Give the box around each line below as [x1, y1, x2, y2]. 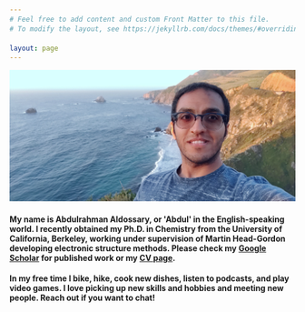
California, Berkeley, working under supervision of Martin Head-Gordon [9, 233, 286, 244]
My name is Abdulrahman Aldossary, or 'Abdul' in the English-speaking [9, 214, 285, 225]
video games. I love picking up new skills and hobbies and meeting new [9, 283, 284, 294]
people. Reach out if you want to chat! [9, 292, 156, 304]
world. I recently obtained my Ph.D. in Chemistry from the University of [9, 223, 283, 234]
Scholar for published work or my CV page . [9, 252, 176, 263]
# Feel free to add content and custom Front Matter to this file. [9, 15, 271, 24]
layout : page [9, 44, 59, 53]
